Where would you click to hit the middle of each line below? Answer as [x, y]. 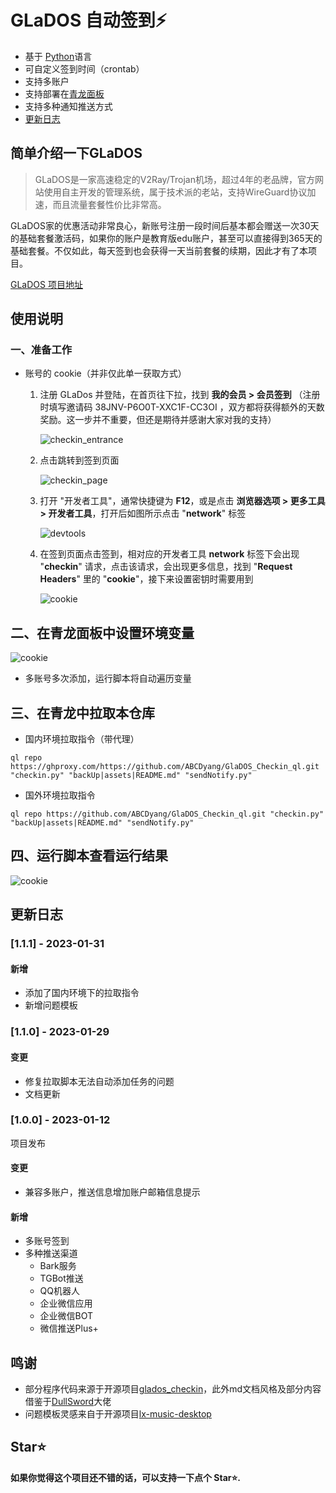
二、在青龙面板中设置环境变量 [102, 632]
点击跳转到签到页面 [79, 460]
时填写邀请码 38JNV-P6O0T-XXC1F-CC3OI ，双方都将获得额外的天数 [182, 407]
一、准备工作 [41, 350]
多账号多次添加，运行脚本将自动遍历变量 [108, 678]
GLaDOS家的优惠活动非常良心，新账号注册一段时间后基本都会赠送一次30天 [165, 225]
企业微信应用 [66, 1303]
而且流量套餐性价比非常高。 [109, 204]
